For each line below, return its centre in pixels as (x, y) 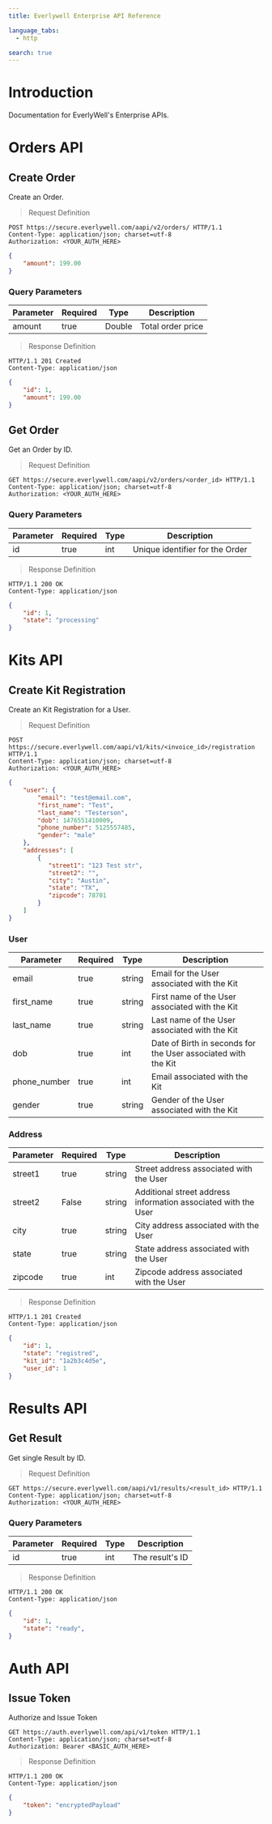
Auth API (39, 1668)
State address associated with (192, 1249)
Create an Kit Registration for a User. (70, 710)
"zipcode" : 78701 (77, 895)
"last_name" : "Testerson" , (83, 813)
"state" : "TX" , (74, 888)
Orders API (46, 148)
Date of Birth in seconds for (204, 1044)
